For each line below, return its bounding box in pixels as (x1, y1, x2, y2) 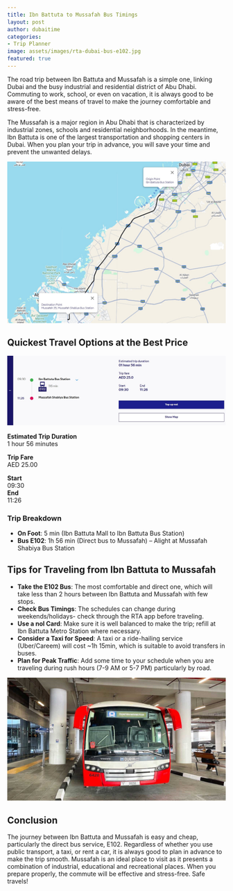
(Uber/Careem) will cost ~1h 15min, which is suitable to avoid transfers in (17, 641, 225, 650)
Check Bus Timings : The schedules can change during (17, 605, 175, 613)
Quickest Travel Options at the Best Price (7, 337, 189, 349)
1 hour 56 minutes (7, 439, 58, 448)
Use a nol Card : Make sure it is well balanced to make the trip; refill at (17, 619, 216, 628)
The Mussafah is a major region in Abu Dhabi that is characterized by (7, 118, 205, 126)
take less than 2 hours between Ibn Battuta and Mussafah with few (17, 589, 208, 598)
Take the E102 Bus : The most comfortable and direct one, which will (17, 582, 213, 591)
